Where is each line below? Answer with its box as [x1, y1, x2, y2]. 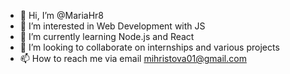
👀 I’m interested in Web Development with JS [19, 20, 206, 32]
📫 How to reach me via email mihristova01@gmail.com [19, 53, 247, 64]
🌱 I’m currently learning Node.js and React [19, 31, 195, 42]
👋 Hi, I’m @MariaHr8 [19, 10, 105, 21]
